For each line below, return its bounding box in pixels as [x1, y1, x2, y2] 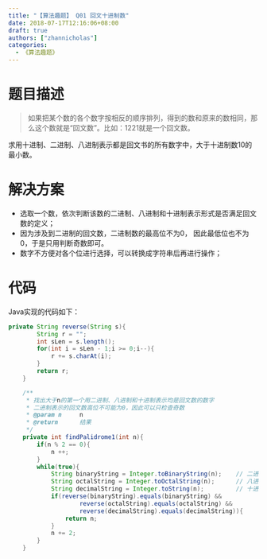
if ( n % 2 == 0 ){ [37, 441, 91, 448]
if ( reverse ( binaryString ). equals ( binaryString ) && [50, 492, 222, 501]
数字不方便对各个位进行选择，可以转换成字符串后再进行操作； [19, 248, 222, 258]
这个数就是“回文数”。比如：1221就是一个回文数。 [34, 122, 195, 132]
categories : [8, 41, 48, 49]
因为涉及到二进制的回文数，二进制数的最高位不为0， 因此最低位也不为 [19, 228, 250, 238]
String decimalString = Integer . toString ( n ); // [50, 485, 244, 493]
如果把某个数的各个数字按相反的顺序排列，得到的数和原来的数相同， [27, 113, 251, 122]
